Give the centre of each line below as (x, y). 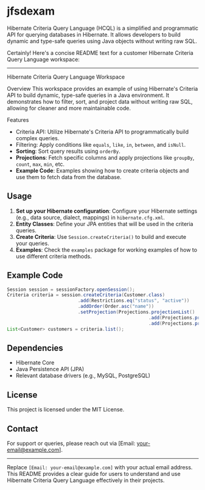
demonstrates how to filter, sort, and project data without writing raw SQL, (100, 101)
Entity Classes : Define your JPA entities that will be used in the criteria (104, 224)
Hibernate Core (35, 363)
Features (18, 119)
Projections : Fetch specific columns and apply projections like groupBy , (105, 157)
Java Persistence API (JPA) (50, 369)
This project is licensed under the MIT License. (66, 410)
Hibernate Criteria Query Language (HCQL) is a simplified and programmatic (103, 28)
